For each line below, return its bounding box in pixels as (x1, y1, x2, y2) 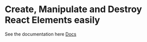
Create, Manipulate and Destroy (5, 4, 142, 15)
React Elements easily (5, 14, 100, 26)
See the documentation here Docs (5, 31, 77, 37)
